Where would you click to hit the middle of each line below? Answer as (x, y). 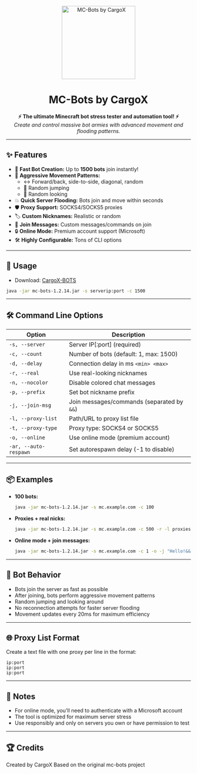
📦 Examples (30, 479)
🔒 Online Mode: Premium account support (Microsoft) (80, 231)
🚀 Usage (21, 266)
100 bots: (26, 497)
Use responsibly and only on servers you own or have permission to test (102, 723)
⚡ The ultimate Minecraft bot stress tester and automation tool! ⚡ (98, 116)
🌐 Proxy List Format (43, 638)
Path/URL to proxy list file (104, 419)
